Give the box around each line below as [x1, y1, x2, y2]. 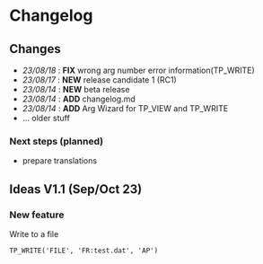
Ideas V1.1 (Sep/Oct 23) [9, 181, 143, 197]
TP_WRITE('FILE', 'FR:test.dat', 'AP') [9, 246, 159, 255]
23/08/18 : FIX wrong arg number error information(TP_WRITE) [22, 65, 256, 75]
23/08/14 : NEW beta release [22, 84, 130, 94]
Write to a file [9, 228, 59, 239]
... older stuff [22, 113, 70, 123]
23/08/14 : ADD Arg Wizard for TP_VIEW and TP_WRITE [22, 103, 229, 113]
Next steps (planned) [9, 135, 104, 147]
